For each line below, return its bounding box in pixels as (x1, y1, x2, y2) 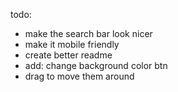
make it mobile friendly (24, 39, 120, 50)
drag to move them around (24, 70, 135, 82)
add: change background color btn (24, 60, 168, 71)
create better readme (24, 49, 113, 61)
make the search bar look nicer (24, 28, 153, 39)
